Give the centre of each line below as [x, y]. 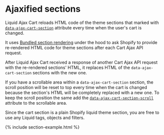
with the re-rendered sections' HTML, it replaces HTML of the [68, 67]
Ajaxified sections [43, 9]
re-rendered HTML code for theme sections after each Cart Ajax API [74, 47]
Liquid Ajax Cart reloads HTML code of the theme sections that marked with [82, 22]
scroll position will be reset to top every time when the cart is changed [76, 87]
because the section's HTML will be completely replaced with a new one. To [82, 92]
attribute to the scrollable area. [36, 103]
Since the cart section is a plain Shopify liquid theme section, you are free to [82, 112]
